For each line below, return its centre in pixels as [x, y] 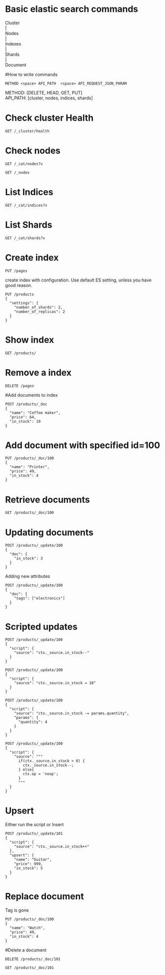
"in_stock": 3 [28, 558]
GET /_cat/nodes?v [24, 164]
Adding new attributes [28, 576]
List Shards [29, 225]
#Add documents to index [31, 395]
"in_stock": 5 [28, 868]
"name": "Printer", [30, 467]
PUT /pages [16, 271]
